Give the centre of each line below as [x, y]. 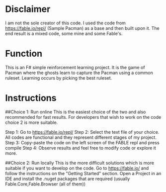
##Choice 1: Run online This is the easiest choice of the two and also [76, 112]
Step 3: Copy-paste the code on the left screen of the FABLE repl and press [83, 142]
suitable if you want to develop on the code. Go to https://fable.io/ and [77, 168]
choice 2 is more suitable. [32, 122]
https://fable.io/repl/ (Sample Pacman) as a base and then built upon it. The [83, 28]
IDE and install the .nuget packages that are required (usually [68, 179]
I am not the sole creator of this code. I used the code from [65, 23]
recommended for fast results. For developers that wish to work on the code [83, 117]
